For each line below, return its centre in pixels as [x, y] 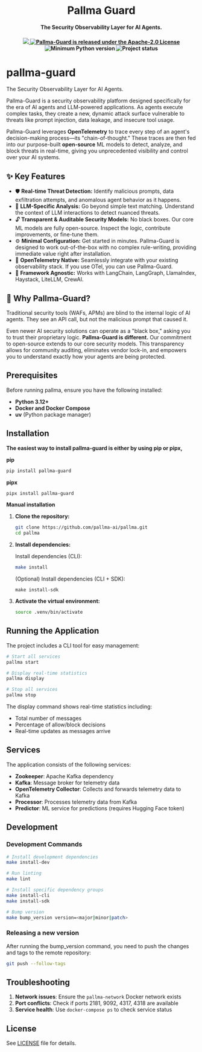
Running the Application [53, 631]
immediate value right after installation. [63, 254]
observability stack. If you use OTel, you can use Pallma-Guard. [94, 266]
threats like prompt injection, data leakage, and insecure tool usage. [90, 120]
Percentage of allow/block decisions [60, 725]
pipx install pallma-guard [40, 493]
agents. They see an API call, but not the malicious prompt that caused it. [97, 320]
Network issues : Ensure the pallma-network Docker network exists [98, 997]
